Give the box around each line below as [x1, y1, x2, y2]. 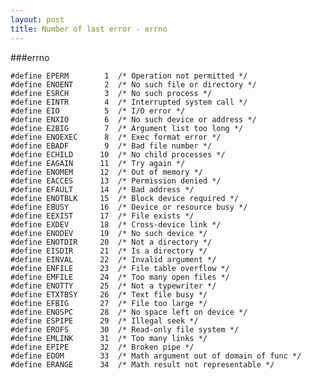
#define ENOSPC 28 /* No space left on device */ [10, 307, 248, 317]
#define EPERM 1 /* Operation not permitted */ [10, 71, 248, 81]
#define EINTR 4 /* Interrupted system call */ [10, 97, 248, 107]
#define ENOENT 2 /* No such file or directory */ [10, 79, 257, 90]
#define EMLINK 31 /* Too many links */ [10, 333, 208, 343]
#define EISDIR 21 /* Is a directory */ [10, 246, 208, 256]
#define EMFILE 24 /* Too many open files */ [10, 272, 230, 282]
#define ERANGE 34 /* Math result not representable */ [10, 359, 275, 370]
